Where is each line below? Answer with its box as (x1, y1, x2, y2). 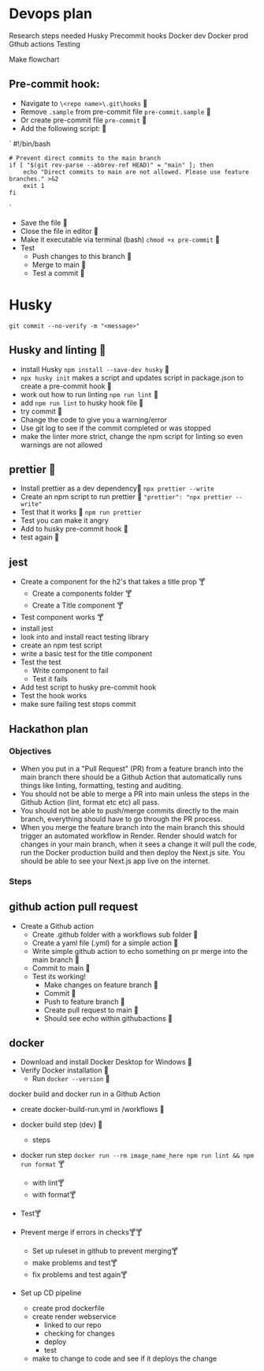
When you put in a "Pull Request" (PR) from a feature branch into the (20, 764, 244, 773)
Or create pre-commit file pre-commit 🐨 (20, 115, 147, 125)
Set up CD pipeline (20, 1288, 82, 1298)
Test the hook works (20, 691, 87, 701)
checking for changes (43, 1328, 115, 1339)
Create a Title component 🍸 (32, 601, 125, 610)
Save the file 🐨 (20, 218, 68, 227)
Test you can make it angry (20, 516, 109, 525)
